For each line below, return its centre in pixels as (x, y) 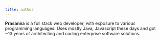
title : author (20, 9)
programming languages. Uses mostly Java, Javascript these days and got (80, 28)
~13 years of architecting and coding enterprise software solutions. (73, 33)
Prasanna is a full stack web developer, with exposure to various (70, 23)
